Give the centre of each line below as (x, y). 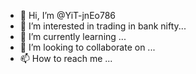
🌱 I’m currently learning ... (73, 36)
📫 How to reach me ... (66, 58)
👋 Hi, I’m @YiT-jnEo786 (68, 15)
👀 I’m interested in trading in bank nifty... (103, 26)
